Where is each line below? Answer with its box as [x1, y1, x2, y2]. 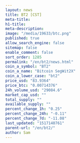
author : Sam [5, 130, 30, 135]
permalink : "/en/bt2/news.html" [5, 59, 73, 64]
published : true [5, 36, 39, 41]
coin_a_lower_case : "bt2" [5, 74, 60, 79]
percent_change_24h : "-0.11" [5, 111, 67, 117]
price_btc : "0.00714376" [5, 83, 58, 88]
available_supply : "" [5, 102, 51, 107]
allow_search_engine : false [5, 41, 65, 46]
